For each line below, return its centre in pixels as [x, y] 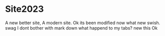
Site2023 [24, 9]
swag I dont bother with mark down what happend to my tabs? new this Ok [82, 28]
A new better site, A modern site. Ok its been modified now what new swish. [83, 23]
